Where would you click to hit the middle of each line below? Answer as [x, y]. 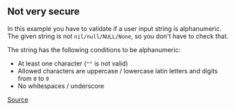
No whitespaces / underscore [61, 86]
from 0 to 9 [33, 78]
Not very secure [44, 12]
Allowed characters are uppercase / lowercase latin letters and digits [117, 71]
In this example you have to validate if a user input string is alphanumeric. [114, 28]
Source [18, 99]
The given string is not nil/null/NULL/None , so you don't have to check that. [118, 36]
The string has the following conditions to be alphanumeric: [94, 49]
